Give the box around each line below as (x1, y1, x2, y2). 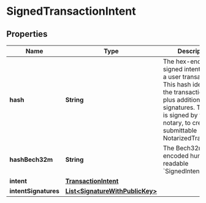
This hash (162, 80, 191, 88)
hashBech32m (9, 155, 53, 164)
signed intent (162, 65, 201, 73)
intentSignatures (9, 187, 59, 195)
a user (162, 72, 181, 81)
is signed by (162, 111, 198, 119)
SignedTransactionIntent (6, 4, 136, 18)
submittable (162, 126, 197, 134)
